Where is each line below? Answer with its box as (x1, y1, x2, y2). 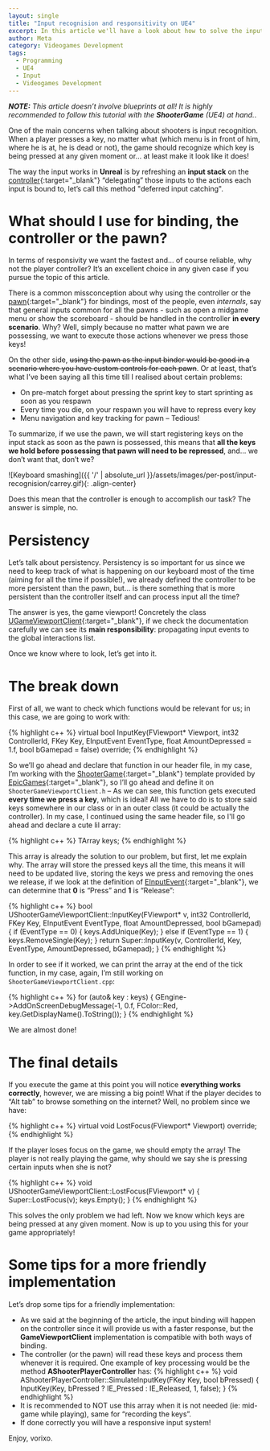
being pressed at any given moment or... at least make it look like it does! (8, 150, 249, 161)
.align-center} (91, 479, 137, 488)
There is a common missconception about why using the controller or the (8, 288, 252, 298)
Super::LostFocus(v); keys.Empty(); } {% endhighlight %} (8, 1195, 198, 1205)
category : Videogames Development (8, 42, 125, 50)
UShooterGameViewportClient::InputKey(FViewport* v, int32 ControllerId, (8, 910, 252, 920)
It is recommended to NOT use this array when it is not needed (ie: (19, 1401, 241, 1411)
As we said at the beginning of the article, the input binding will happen (19, 1315, 256, 1325)
